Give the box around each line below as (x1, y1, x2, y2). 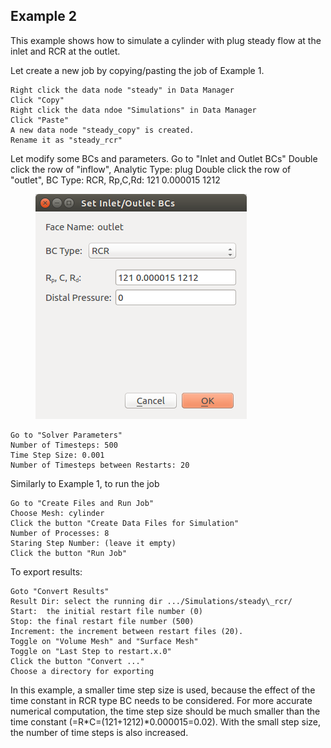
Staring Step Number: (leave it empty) (10, 538, 177, 548)
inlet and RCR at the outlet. (10, 45, 121, 57)
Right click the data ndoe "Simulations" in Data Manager (10, 105, 257, 115)
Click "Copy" (10, 95, 65, 105)
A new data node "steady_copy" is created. (10, 125, 195, 135)
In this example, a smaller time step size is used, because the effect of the (10, 684, 316, 696)
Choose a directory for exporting (10, 666, 155, 676)
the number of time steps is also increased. (10, 726, 189, 738)
